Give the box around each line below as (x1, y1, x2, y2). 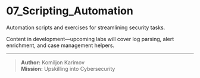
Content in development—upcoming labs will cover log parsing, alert (6, 35, 174, 42)
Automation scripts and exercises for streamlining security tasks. (6, 24, 165, 31)
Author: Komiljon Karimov (20, 58, 85, 66)
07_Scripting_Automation (6, 4, 134, 18)
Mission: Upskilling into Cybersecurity (20, 65, 115, 72)
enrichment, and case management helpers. (6, 42, 115, 49)
